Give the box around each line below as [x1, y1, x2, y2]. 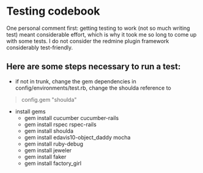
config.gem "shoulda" [21, 96, 77, 103]
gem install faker [24, 153, 67, 160]
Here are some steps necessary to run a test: [6, 62, 181, 72]
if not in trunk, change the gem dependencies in [15, 77, 136, 85]
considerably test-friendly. [6, 44, 73, 51]
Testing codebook [6, 4, 100, 18]
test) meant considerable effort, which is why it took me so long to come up [6, 30, 197, 38]
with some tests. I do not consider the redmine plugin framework [6, 37, 169, 44]
